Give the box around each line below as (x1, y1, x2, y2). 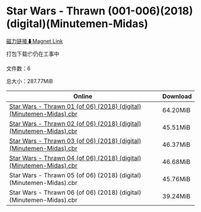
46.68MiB (162, 158, 191, 166)
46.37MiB (162, 140, 191, 149)
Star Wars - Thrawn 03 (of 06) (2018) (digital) (9, 137, 142, 145)
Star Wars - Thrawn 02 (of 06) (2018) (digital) (9, 119, 142, 128)
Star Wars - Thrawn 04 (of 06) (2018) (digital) (9, 154, 142, 162)
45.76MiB (162, 175, 191, 183)
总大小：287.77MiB (6, 77, 53, 84)
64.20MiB (162, 106, 191, 114)
